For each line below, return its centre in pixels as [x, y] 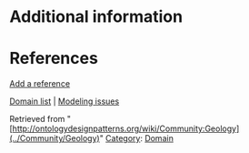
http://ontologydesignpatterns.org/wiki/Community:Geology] [126, 128]
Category [123, 138]
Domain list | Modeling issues [65, 101]
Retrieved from [37, 119]
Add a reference [40, 84]
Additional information [96, 17]
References [54, 59]
